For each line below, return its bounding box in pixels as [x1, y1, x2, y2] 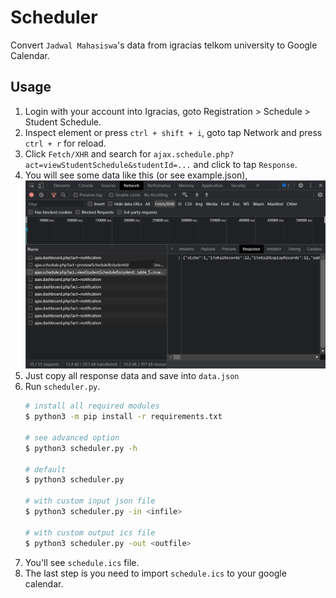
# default [24, 464, 67, 475]
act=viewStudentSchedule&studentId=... [24, 160, 192, 170]
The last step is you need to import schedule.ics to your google [24, 567, 287, 579]
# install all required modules [24, 401, 160, 411]
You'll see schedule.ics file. [24, 556, 140, 568]
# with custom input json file [24, 496, 156, 506]
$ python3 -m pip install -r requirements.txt [24, 412, 223, 422]
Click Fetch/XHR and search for [24, 147, 152, 160]
